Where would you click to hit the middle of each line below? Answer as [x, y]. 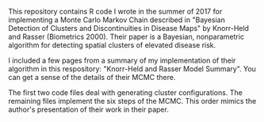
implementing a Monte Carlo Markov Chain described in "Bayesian [117, 20]
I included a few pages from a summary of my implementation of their [122, 60]
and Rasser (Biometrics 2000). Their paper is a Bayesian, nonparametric [126, 36]
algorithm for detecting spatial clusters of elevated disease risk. [112, 45]
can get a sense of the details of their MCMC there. [92, 77]
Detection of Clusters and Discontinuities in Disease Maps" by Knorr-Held [129, 28]
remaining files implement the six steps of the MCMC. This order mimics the [132, 101]
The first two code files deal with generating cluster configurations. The [126, 93]
